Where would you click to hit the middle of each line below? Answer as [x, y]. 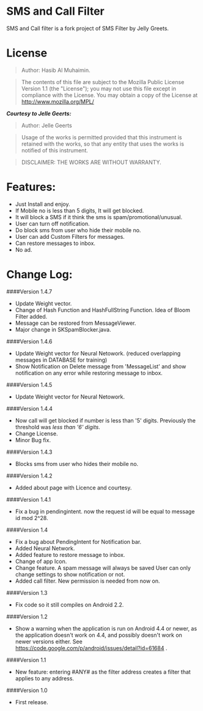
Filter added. [31, 316]
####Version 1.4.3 [29, 452]
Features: [31, 187]
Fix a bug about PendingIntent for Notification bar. [78, 542]
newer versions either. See [49, 641]
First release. [31, 702]
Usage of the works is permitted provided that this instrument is [102, 137]
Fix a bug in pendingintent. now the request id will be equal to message [105, 511]
